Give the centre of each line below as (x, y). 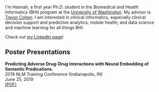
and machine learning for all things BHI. (44, 28)
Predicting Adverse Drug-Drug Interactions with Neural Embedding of (77, 64)
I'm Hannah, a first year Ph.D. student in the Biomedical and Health (72, 7)
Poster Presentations (38, 52)
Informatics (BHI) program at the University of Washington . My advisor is (78, 12)
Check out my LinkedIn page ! (35, 37)
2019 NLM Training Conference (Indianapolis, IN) (54, 74)
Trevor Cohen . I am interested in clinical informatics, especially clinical (75, 17)
